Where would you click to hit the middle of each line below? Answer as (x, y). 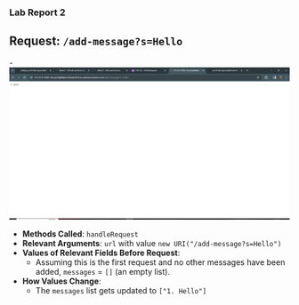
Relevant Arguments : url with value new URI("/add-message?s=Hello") (152, 244)
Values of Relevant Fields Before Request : (101, 253)
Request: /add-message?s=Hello (96, 41)
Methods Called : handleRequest (80, 234)
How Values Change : (61, 281)
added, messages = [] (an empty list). (103, 272)
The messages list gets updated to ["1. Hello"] (121, 291)
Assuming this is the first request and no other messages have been (160, 262)
